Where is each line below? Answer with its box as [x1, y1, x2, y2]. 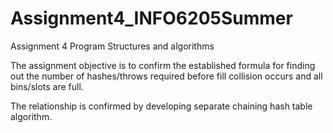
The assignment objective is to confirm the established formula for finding [10, 59, 316, 71]
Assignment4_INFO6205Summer [10, 7, 293, 30]
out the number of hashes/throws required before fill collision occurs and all [10, 70, 323, 82]
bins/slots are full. [10, 80, 84, 92]
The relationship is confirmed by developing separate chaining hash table [10, 100, 313, 112]
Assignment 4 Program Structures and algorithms [10, 40, 215, 52]
